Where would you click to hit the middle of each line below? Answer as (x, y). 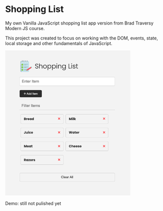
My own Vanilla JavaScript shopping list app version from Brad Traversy (79, 23)
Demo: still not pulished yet (33, 203)
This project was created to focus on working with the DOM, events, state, (82, 38)
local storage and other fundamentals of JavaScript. (59, 43)
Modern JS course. (25, 28)
